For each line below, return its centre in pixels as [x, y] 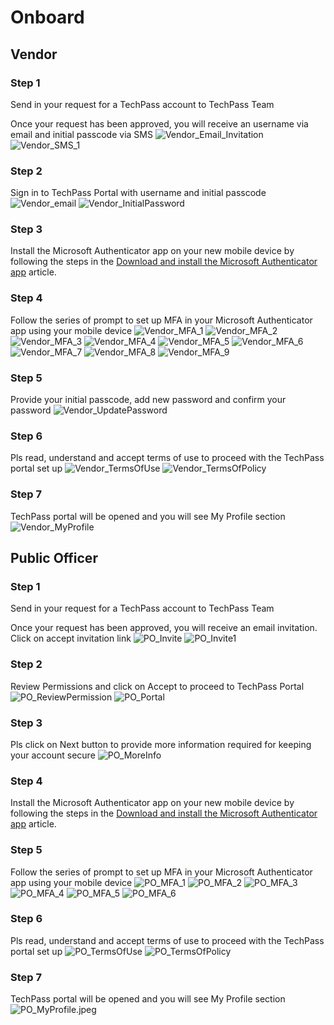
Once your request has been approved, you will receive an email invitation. [164, 628]
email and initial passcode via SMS [81, 134]
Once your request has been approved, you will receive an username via [159, 123]
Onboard [47, 17]
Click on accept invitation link [71, 638]
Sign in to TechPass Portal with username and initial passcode [138, 193]
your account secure [53, 755]
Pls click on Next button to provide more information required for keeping [161, 744]
